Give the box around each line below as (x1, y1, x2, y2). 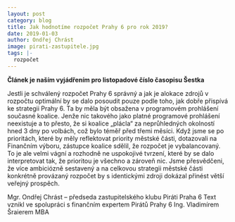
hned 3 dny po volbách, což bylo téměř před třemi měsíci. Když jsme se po (7, 126, 224, 135)
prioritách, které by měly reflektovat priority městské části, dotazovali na (7, 134, 217, 142)
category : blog (7, 17, 52, 24)
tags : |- (7, 50, 33, 57)
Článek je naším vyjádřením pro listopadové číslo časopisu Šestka (7, 75, 205, 84)
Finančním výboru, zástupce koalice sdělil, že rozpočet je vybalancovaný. (7, 142, 221, 150)
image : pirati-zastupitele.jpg (7, 43, 99, 50)
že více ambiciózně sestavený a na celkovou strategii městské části (7, 164, 203, 173)
